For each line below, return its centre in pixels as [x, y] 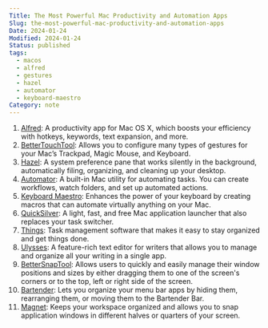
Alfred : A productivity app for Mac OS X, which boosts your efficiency [136, 128]
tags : [18, 53]
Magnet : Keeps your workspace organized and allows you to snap [130, 307]
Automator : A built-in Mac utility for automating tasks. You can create [134, 179]
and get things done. [55, 239]
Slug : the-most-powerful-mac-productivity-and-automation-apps [117, 23]
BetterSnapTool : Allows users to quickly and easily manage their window [140, 265]
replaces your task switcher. [67, 222]
